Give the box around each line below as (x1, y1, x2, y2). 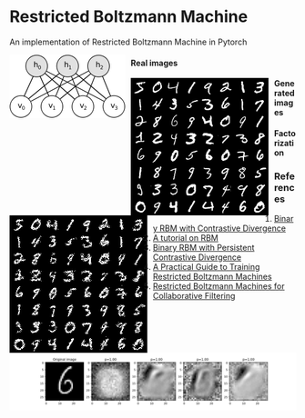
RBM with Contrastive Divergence (158, 223, 287, 234)
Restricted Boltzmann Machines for (153, 281, 285, 292)
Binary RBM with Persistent (153, 243, 255, 254)
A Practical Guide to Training (153, 262, 260, 273)
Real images (130, 57, 178, 68)
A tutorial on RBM (153, 233, 219, 244)
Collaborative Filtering (153, 291, 236, 302)
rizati (274, 137, 294, 148)
